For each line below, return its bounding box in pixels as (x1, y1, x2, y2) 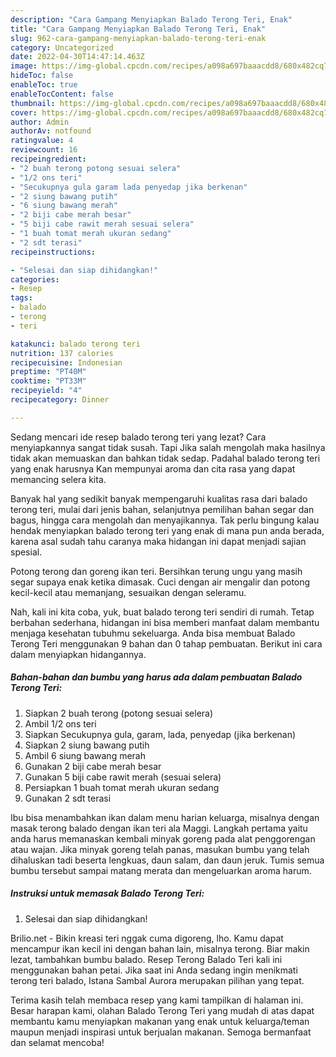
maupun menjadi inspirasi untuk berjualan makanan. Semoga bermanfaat (10, 1026, 312, 1038)
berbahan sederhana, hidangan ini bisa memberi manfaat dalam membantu (10, 616, 320, 628)
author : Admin (10, 117, 70, 127)
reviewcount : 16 (10, 145, 78, 155)
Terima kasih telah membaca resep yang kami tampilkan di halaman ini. (10, 994, 304, 1006)
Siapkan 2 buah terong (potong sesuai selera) (24, 707, 214, 719)
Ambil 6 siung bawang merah (24, 749, 147, 761)
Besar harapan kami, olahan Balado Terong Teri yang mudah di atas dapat (10, 1004, 315, 1016)
